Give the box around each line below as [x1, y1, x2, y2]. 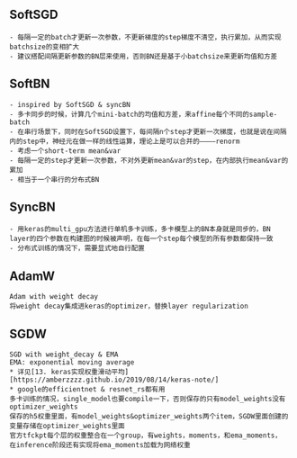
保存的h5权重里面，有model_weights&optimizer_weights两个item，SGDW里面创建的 [9, 412, 289, 421]
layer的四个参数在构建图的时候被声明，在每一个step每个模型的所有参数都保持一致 [9, 234, 274, 244]
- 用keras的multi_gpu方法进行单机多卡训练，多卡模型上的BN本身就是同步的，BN [9, 225, 272, 234]
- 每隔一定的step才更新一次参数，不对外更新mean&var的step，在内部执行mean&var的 [9, 156, 289, 165]
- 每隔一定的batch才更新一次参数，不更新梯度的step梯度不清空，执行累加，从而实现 [9, 32, 282, 41]
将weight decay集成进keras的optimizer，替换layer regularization [9, 301, 249, 311]
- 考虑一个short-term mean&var [9, 146, 121, 156]
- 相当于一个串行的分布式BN [9, 175, 100, 184]
